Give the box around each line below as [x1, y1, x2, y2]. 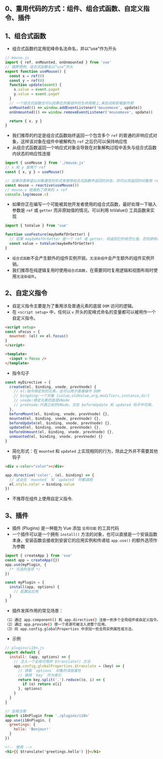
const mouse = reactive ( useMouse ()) [5, 183, 79, 188]
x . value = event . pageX [14, 87, 60, 92]
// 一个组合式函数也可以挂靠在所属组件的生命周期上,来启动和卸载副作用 [9, 100, 134, 106]
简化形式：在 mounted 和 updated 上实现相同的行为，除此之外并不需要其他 [12, 448, 158, 454]
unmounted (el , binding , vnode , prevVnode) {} [9, 434, 103, 439]
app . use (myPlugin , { [5, 562, 47, 567]
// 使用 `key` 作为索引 [17, 673, 62, 678]
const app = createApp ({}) [5, 557, 60, 563]
